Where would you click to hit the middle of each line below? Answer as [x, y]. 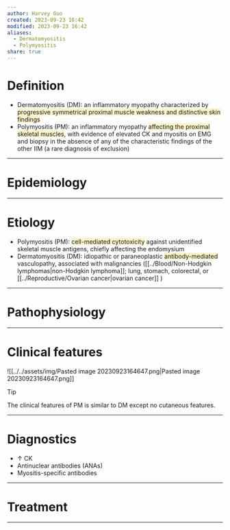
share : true [24, 52]
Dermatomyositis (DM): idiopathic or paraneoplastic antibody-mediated [117, 256]
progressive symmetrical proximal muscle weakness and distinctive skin [119, 112]
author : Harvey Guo [35, 13]
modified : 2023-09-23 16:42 [47, 26]
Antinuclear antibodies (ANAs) [60, 465]
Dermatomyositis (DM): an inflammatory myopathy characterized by [113, 104]
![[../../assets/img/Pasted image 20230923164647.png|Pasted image [104, 371]
